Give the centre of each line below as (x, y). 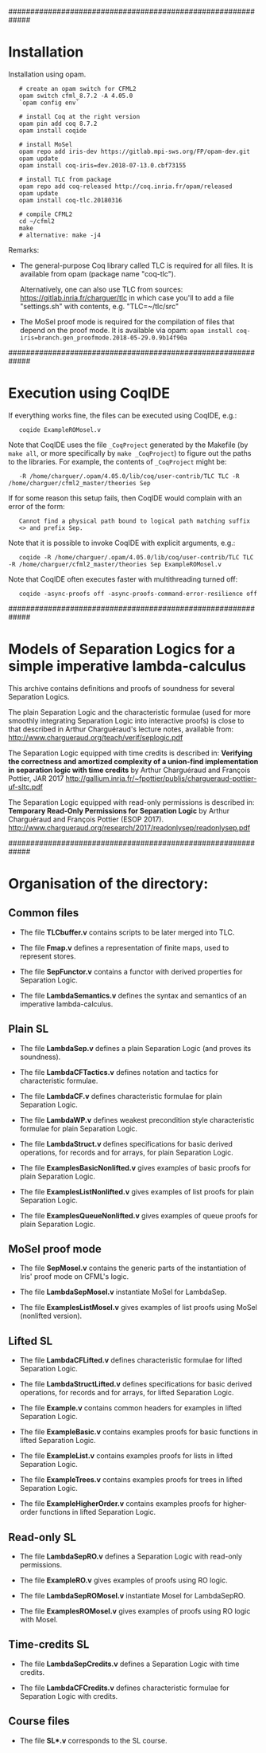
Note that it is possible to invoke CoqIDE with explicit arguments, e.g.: (122, 543)
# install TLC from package (65, 179)
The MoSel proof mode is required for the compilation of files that (127, 321)
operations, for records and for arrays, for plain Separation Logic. (127, 1152)
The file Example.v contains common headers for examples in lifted (131, 1408)
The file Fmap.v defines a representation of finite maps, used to (124, 947)
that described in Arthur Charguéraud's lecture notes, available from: (121, 729)
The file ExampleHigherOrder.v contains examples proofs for (121, 1504)
